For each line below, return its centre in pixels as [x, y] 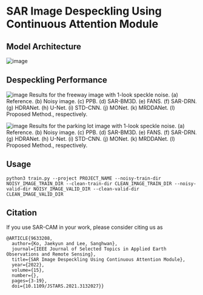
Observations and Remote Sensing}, [51, 254]
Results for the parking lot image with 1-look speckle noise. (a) [107, 126]
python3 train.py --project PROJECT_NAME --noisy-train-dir [84, 178]
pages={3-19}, [29, 281]
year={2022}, [28, 265]
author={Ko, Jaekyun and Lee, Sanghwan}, [65, 244]
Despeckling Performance [57, 80]
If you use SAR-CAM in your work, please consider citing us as [85, 227]
